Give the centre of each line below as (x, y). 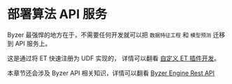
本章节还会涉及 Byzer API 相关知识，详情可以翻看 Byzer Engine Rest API (111, 73)
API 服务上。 (33, 43)
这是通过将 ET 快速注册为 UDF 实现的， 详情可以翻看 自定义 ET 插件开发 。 (114, 58)
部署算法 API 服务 (57, 14)
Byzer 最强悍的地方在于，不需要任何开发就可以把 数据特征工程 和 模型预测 (109, 35)
